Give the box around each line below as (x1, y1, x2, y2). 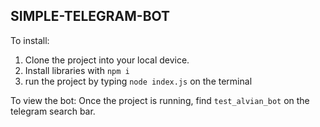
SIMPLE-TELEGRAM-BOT (10, 8, 171, 25)
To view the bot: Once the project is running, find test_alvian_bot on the (10, 94, 310, 106)
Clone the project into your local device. (24, 54, 190, 66)
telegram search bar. (10, 105, 96, 117)
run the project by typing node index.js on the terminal (24, 75, 253, 87)
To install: (10, 34, 50, 46)
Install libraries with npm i (24, 64, 130, 76)
